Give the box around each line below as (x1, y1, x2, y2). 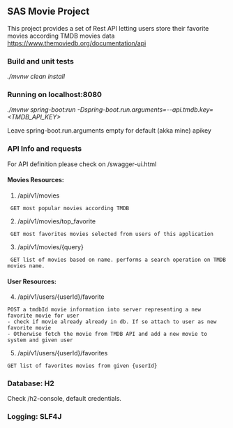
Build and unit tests (7, 56, 75, 66)
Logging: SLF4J (7, 412, 62, 422)
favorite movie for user (7, 312, 80, 320)
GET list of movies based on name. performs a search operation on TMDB (10, 256, 227, 263)
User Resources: (7, 277, 57, 286)
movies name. (7, 262, 45, 270)
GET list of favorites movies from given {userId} (7, 362, 158, 369)
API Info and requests (7, 144, 82, 154)
